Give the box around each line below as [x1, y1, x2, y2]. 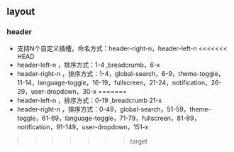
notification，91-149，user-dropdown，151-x [16, 122, 149, 131]
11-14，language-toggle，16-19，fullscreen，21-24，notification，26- [16, 78, 222, 87]
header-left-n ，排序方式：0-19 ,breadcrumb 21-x [16, 96, 162, 104]
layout [6, 6, 35, 18]
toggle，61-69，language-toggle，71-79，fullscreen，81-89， [16, 114, 201, 122]
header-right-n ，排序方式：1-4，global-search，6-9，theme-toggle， [16, 69, 225, 77]
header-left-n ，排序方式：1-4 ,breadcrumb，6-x [16, 60, 160, 69]
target [130, 136, 148, 145]
